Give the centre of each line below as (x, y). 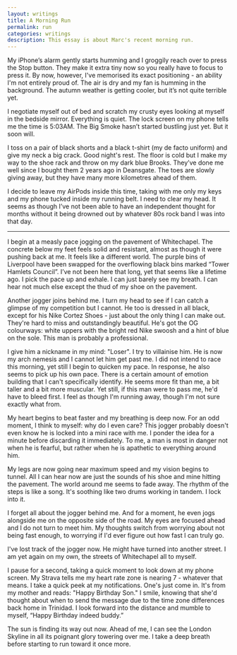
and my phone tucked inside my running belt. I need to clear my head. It (112, 199)
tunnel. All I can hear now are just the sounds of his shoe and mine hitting (114, 477)
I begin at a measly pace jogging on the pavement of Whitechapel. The (110, 242)
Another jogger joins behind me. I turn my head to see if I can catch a (108, 300)
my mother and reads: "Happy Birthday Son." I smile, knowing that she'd (112, 593)
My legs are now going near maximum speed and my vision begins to (108, 469)
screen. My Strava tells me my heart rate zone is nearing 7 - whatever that (115, 578)
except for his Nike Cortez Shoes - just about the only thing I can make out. (116, 316)
